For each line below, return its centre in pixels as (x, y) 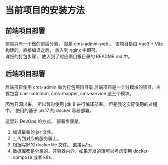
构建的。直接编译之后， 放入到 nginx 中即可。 (52, 50)
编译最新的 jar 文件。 (34, 132)
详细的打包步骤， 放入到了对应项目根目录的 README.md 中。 (69, 56)
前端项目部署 (25, 31)
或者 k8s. (43, 157)
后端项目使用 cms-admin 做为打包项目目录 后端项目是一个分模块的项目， (81, 87)
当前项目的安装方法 (45, 10)
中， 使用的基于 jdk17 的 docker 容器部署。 (50, 110)
